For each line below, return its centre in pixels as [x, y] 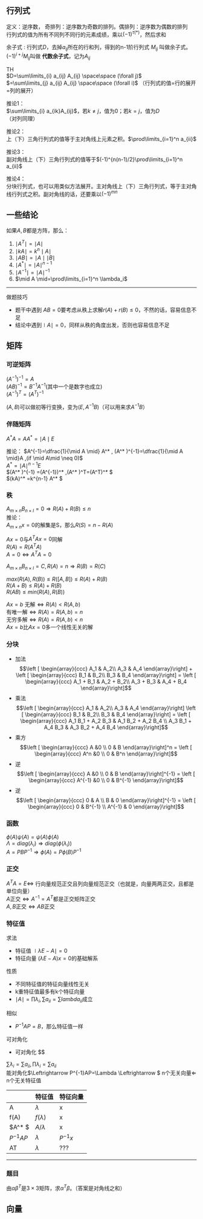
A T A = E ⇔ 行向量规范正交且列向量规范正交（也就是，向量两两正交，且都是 [100, 883]
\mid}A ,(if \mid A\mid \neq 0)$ [45, 458]
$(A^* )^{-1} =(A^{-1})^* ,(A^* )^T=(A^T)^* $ [60, 472]
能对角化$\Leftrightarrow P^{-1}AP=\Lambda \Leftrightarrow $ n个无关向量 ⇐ [101, 1073]
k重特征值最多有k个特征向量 [50, 992]
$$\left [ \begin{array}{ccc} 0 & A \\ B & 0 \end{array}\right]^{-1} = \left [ [106, 800]
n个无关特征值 [24, 1080]
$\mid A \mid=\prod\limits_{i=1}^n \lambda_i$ [71, 279]
